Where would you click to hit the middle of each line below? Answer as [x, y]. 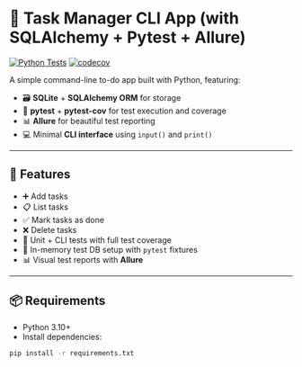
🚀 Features [40, 175]
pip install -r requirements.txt [72, 353]
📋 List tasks [45, 207]
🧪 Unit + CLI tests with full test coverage [97, 240]
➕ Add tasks [45, 196]
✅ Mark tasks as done [63, 219]
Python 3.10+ [47, 327]
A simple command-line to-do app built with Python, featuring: [125, 79]
